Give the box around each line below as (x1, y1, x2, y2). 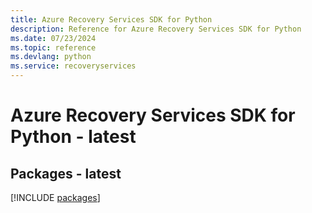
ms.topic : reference (10, 42, 97, 53)
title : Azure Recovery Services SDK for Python (10, 14, 213, 25)
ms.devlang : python (10, 52, 92, 62)
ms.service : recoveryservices (10, 61, 137, 71)
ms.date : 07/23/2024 (10, 33, 97, 43)
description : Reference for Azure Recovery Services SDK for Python (10, 24, 302, 34)
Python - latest (10, 126, 137, 148)
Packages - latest (10, 165, 122, 182)
